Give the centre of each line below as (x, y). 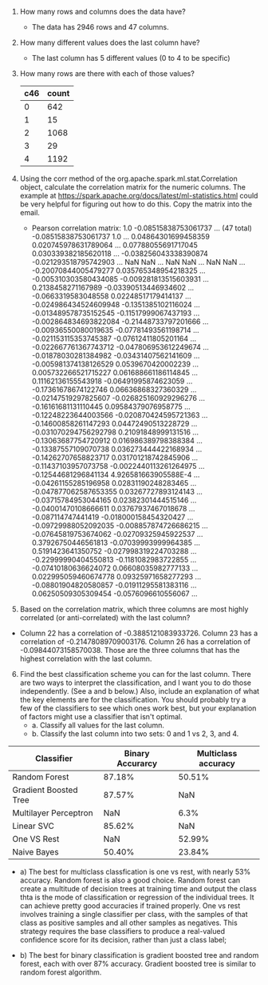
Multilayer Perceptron (53, 813)
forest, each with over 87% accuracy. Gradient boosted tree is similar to (138, 964)
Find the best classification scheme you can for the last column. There (135, 674)
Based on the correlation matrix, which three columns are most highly (134, 609)
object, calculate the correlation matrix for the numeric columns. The (132, 187)
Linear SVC (33, 826)
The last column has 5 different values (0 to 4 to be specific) (131, 58)
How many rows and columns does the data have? (102, 12)
